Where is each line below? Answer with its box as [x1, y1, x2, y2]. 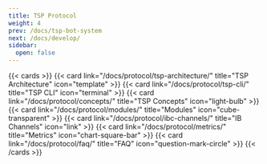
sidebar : [8, 42, 38, 50]
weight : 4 [8, 19, 42, 27]
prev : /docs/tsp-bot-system [8, 26, 103, 34]
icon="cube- [197, 105, 241, 114]
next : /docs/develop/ [8, 34, 81, 42]
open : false [15, 49, 56, 57]
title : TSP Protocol [8, 11, 78, 20]
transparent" [8, 114, 51, 122]
